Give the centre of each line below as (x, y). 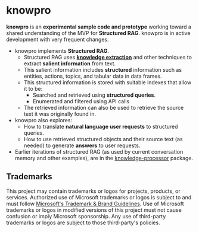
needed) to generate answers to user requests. (82, 145)
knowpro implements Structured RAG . (62, 50)
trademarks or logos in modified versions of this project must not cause (94, 210)
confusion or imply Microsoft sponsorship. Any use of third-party (86, 216)
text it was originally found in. (60, 114)
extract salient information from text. (70, 63)
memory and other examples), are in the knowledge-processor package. (104, 158)
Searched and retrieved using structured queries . (94, 95)
